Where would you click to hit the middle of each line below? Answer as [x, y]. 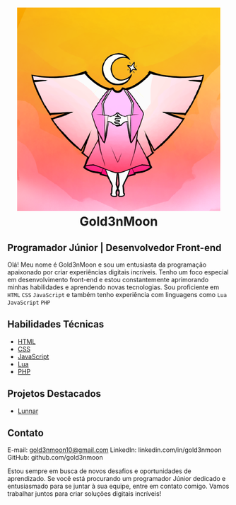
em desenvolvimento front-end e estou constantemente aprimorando [108, 280]
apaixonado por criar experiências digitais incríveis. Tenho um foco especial [118, 272]
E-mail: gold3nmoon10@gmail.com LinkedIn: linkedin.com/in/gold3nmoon [114, 450]
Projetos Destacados [54, 394]
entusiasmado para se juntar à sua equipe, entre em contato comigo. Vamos [118, 486]
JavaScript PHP [29, 303]
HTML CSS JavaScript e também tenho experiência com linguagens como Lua [117, 295]
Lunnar [28, 411]
